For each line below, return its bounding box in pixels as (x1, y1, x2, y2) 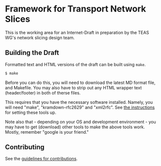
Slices (5, 14, 31, 25)
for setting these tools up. (5, 110, 57, 115)
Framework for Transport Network (5, 3, 146, 14)
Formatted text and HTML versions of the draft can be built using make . (5, 61, 146, 67)
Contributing (5, 143, 45, 152)
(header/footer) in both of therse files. (5, 90, 81, 96)
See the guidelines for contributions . (5, 156, 78, 162)
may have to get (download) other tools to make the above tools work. (5, 124, 145, 130)
